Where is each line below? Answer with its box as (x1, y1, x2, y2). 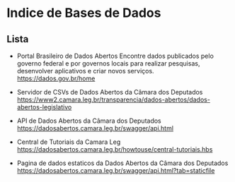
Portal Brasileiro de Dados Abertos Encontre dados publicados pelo (16, 51, 214, 60)
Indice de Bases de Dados (6, 5, 161, 21)
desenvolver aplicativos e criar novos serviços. (16, 67, 154, 75)
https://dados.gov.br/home (16, 74, 96, 83)
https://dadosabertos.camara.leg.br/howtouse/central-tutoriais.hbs (16, 145, 213, 153)
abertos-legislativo (16, 103, 72, 111)
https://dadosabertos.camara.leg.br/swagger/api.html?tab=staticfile (16, 166, 215, 174)
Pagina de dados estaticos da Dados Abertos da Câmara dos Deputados (16, 159, 229, 167)
